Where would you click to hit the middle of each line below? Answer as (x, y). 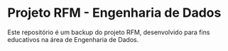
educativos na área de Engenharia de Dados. (73, 39)
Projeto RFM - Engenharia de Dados (114, 13)
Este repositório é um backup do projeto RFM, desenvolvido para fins (109, 32)
